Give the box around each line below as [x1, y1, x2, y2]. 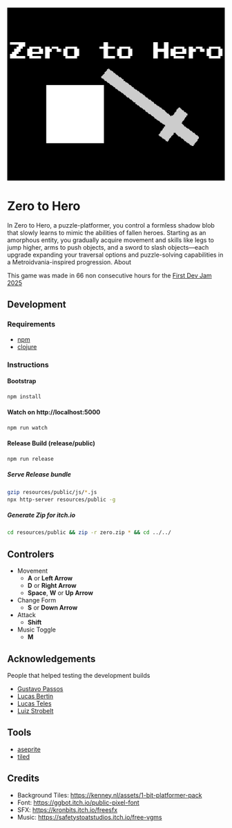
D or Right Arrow [27, 582, 77, 590]
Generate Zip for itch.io [7, 511, 76, 519]
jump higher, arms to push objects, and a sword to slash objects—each [7, 243, 209, 251]
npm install [7, 393, 41, 400]
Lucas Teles [17, 699, 52, 708]
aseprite [17, 745, 41, 753]
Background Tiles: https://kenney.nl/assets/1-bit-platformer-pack [17, 791, 202, 799]
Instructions [7, 360, 50, 369]
